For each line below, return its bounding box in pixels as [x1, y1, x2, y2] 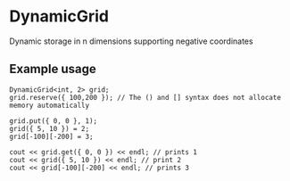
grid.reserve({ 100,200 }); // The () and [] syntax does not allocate [9, 93, 281, 102]
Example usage [9, 62, 96, 77]
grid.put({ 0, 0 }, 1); [9, 116, 98, 126]
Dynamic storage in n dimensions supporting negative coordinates [9, 36, 253, 46]
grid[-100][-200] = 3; [9, 132, 94, 141]
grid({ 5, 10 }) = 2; [9, 124, 90, 133]
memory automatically [9, 101, 90, 110]
